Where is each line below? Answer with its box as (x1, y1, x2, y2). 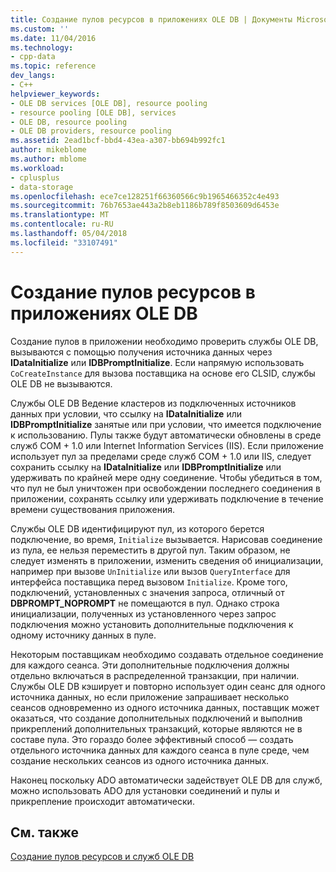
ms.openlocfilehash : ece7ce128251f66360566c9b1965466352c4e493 (10, 191, 280, 201)
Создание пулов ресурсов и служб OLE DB (10, 851, 195, 863)
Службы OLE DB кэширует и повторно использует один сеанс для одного (10, 680, 326, 692)
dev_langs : (10, 71, 56, 81)
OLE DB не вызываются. (10, 377, 113, 390)
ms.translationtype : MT (10, 210, 110, 220)
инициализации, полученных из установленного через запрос (10, 607, 277, 620)
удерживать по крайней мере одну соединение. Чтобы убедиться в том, (10, 471, 323, 483)
